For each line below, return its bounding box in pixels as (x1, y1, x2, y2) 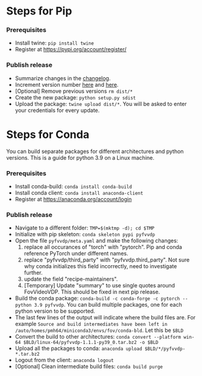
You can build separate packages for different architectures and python (6, 148, 184, 155)
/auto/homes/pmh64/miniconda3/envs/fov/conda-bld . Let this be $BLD (14, 327, 184, 334)
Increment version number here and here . (14, 81, 119, 88)
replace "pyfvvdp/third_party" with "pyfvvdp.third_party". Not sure (24, 256, 190, 263)
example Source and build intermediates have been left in (14, 321, 168, 328)
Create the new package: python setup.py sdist (14, 93, 136, 101)
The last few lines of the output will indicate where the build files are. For (14, 314, 196, 321)
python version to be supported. (14, 307, 95, 315)
